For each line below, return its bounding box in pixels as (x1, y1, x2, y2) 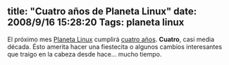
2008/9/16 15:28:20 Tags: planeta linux (7, 17, 185, 29)
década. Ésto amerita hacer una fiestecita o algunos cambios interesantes (7, 42, 223, 51)
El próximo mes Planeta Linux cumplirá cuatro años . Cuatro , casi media (7, 35, 215, 43)
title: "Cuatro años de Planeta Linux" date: (7, 6, 197, 17)
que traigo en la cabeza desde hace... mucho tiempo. (7, 50, 162, 58)
